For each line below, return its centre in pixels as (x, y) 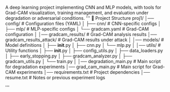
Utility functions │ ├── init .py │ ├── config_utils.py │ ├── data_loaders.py (84, 51)
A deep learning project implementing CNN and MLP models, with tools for (83, 7)
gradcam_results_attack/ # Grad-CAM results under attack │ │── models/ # (84, 40)
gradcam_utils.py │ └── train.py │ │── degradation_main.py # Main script (83, 61)
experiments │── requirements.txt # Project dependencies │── (83, 72)
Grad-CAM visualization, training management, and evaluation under (77, 13)
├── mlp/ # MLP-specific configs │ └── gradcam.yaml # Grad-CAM (77, 29)
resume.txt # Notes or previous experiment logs (55, 78)
